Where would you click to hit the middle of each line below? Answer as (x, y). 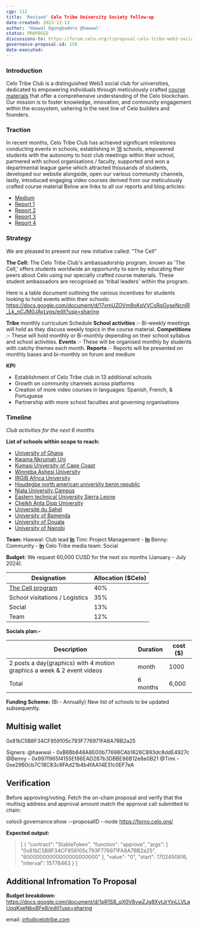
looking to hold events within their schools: (58, 299)
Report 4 (25, 223)
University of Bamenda (42, 515)
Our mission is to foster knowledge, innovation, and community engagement (99, 102)
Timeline (19, 417)
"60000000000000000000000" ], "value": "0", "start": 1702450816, (104, 857)
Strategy (19, 238)
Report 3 (25, 217)
